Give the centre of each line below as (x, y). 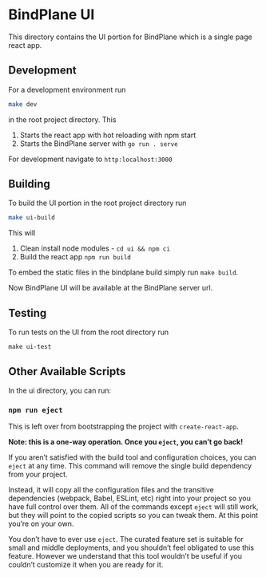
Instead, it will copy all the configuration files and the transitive (111, 490)
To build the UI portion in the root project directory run (97, 203)
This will (22, 233)
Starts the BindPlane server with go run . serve (99, 143)
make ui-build (32, 218)
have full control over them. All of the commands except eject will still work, (133, 507)
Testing (28, 313)
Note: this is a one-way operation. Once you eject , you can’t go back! (126, 442)
